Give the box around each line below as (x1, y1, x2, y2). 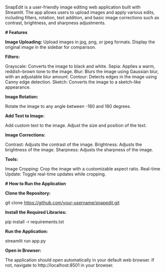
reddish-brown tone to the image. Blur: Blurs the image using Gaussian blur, (5, 68, 159, 74)
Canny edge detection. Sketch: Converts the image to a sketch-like (5, 79, 141, 85)
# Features (5, 30, 28, 35)
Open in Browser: (5, 247, 42, 253)
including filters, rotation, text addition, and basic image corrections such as (5, 15, 160, 20)
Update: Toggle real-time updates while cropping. (5, 171, 106, 177)
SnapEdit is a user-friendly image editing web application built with (5, 4, 141, 10)
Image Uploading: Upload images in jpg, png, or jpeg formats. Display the (5, 39, 155, 45)
